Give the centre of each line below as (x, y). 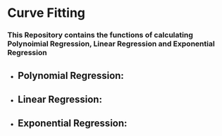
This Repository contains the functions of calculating (100, 35)
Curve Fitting (47, 13)
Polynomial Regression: (71, 75)
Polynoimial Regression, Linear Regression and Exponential (111, 44)
